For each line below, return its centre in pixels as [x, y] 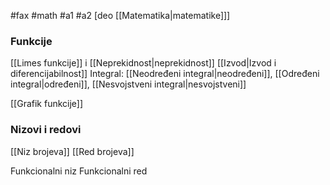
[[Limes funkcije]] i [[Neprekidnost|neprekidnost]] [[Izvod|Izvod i [143, 63]
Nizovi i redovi [46, 130]
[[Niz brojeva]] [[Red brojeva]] [72, 151]
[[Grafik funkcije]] [47, 104]
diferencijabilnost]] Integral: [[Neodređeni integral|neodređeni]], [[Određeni [165, 74]
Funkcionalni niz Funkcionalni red [79, 171]
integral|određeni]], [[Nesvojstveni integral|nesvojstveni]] [128, 84]
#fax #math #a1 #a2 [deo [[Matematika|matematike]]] [120, 15]
